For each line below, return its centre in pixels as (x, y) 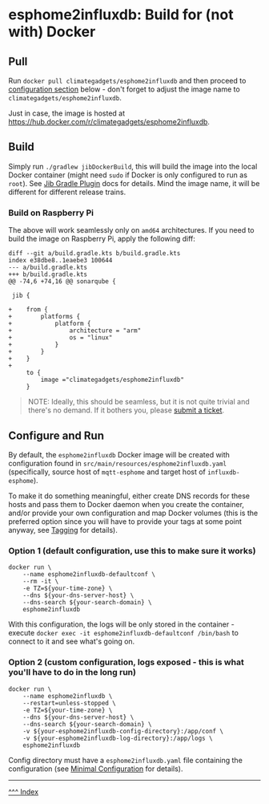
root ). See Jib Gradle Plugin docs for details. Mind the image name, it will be (134, 183)
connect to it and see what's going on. (72, 642)
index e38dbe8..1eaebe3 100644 (60, 261)
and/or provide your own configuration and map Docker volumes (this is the (133, 513)
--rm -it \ (41, 582)
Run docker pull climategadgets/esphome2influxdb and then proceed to (127, 81)
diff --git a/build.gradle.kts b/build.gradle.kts (94, 254)
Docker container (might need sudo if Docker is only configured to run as (128, 175)
